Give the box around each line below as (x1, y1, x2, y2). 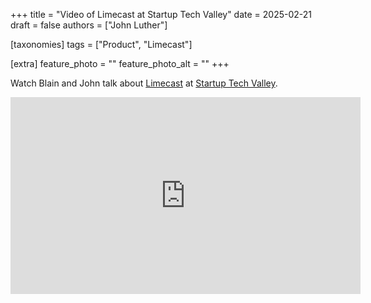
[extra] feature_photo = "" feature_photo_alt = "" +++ (10, 58, 230, 69)
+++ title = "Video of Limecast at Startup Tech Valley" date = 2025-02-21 (10, 9, 313, 20)
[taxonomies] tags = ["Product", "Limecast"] (10, 39, 193, 50)
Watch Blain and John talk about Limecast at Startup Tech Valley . (10, 77, 278, 89)
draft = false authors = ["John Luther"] (10, 19, 168, 31)
